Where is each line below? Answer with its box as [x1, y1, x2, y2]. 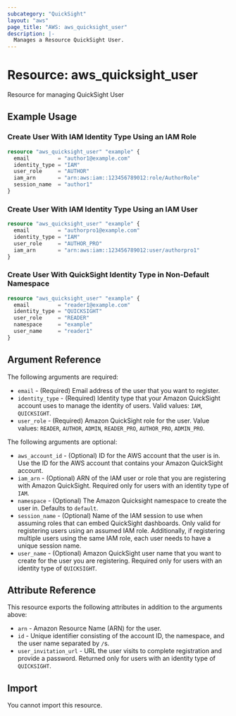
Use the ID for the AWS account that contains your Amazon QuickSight [17, 459, 223, 467]
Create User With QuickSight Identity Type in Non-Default [7, 270, 210, 280]
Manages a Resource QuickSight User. [13, 37, 125, 44]
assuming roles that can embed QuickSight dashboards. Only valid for [17, 519, 221, 527]
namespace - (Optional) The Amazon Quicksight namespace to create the [17, 496, 227, 505]
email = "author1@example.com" [13, 155, 131, 162]
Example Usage [7, 111, 77, 123]
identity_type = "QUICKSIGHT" [13, 308, 102, 315]
